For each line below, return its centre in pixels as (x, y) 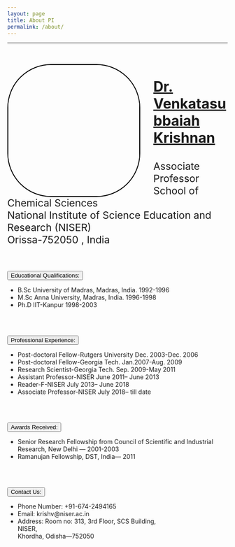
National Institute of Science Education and (109, 216)
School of (176, 191)
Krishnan (184, 138)
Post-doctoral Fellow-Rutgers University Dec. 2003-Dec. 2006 (108, 355)
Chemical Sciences (52, 203)
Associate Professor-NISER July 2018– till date (84, 392)
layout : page (26, 14)
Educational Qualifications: (45, 276)
